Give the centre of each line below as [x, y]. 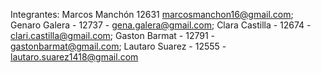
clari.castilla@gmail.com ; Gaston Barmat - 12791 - [113, 35]
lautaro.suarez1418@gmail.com [74, 57]
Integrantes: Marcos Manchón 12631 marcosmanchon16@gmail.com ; [152, 14]
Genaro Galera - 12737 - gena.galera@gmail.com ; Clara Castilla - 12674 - [161, 25]
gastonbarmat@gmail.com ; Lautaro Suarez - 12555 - [118, 46]
